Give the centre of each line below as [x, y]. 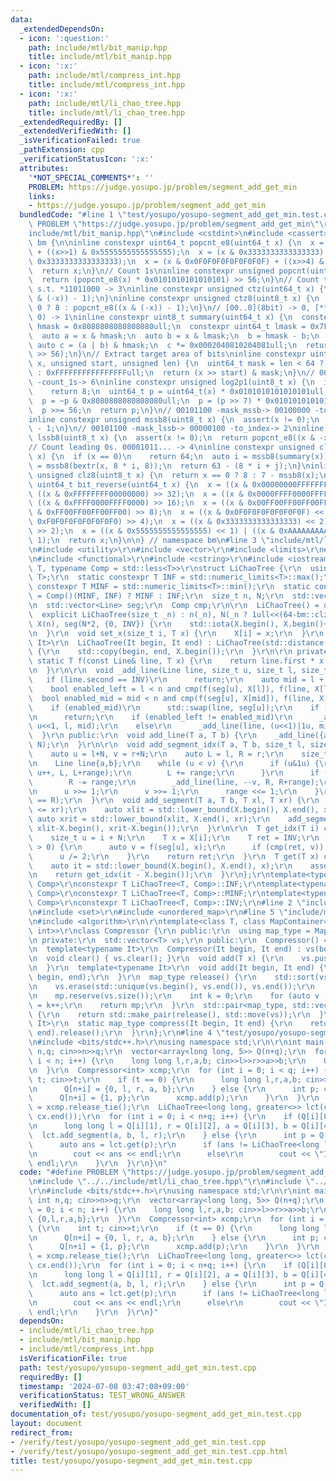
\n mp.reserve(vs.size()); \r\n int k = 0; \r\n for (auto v [174, 996]
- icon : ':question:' [64, 38]
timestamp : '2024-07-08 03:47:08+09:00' [104, 1386]
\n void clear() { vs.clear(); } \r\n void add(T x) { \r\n [156, 959]
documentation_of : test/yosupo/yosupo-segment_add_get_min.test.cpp [156, 1414]
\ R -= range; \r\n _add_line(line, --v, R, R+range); [174, 782]
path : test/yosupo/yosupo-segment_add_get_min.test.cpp [138, 1367]
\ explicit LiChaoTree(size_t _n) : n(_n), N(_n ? [138, 614]
